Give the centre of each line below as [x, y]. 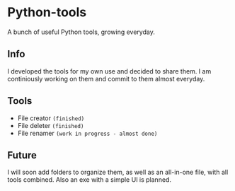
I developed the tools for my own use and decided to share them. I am [109, 71]
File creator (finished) [51, 118]
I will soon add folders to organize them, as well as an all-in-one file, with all [118, 172]
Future [22, 155]
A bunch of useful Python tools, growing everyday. [81, 32]
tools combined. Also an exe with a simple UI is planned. [90, 180]
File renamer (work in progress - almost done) [87, 133]
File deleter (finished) [51, 125]
